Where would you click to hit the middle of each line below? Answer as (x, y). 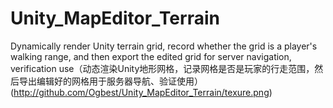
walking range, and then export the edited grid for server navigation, (151, 56)
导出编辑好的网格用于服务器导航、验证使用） (110, 81)
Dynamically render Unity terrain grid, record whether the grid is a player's (164, 46)
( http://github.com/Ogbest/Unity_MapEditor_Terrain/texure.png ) (141, 92)
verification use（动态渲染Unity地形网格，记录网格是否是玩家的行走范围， (162, 68)
